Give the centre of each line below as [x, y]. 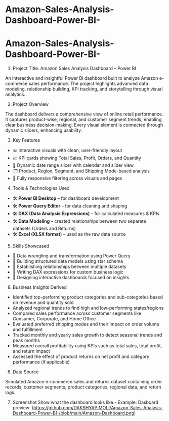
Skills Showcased [31, 246]
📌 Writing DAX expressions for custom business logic [68, 272]
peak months [26, 340]
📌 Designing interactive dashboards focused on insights [71, 278]
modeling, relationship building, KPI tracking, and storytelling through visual [84, 89]
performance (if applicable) [41, 362]
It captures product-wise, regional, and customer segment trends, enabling [83, 119]
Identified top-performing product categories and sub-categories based [88, 297]
